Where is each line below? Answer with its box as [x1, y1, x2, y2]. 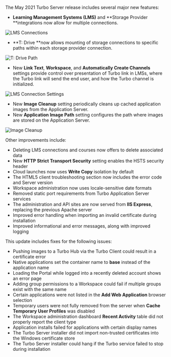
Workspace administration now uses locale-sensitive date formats [12, 185, 152, 191]
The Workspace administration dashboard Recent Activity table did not [12, 314, 163, 319]
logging [12, 229, 29, 234]
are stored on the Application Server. [12, 117, 90, 123]
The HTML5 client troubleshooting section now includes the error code [12, 174, 162, 180]
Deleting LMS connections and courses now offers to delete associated [12, 147, 163, 153]
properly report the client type [12, 319, 77, 325]
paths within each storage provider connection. [12, 45, 112, 51]
